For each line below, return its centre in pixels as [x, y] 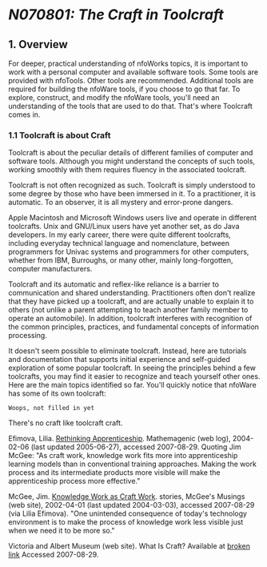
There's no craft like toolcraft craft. [66, 423]
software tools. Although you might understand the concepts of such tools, [132, 161]
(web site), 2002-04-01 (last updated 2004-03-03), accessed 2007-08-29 [132, 505]
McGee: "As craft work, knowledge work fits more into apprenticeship [123, 456]
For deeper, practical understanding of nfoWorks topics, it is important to [128, 63]
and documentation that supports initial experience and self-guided [119, 360]
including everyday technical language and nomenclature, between [119, 243]
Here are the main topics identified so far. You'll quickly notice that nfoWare [133, 385]
